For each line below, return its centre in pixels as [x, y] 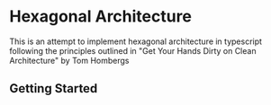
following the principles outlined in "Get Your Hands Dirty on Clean [133, 50]
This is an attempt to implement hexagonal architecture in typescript [136, 41]
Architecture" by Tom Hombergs [69, 60]
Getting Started [54, 88]
